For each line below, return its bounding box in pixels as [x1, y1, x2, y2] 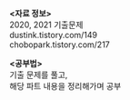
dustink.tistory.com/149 [9, 30, 98, 40]
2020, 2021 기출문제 [9, 19, 84, 30]
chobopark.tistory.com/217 [9, 39, 111, 50]
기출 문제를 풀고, [9, 69, 68, 80]
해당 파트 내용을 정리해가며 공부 [9, 81, 122, 91]
